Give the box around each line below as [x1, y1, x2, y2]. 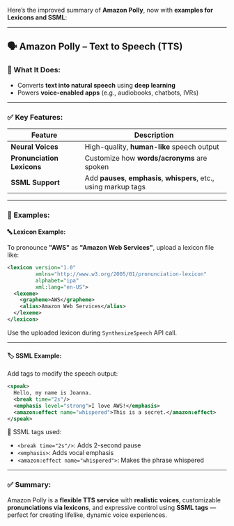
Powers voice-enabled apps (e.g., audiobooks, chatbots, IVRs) [17, 88, 199, 97]
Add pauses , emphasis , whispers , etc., [84, 173, 214, 183]
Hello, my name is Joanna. [13, 390, 92, 397]
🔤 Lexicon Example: [7, 228, 66, 236]
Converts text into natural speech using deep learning [17, 81, 176, 89]
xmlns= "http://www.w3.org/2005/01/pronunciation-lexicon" [35, 271, 208, 278]
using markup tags [84, 182, 146, 191]
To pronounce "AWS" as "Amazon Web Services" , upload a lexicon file [7, 244, 214, 252]
